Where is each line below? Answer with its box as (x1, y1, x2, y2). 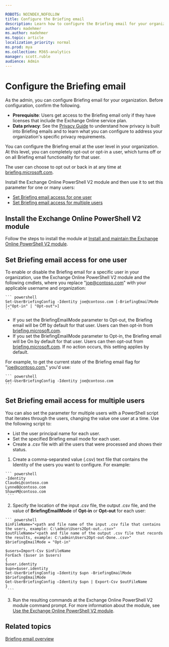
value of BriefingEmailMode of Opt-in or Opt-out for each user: (12, 508, 146, 514)
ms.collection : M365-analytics (5, 49, 71, 55)
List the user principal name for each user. (12, 430, 101, 437)
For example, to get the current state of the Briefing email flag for (5, 359, 140, 365)
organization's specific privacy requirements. (12, 134, 107, 140)
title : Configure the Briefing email (5, 16, 84, 22)
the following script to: (5, 420, 52, 426)
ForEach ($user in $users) (5, 553, 62, 558)
